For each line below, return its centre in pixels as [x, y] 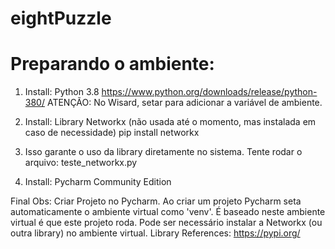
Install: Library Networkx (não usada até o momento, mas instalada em [170, 122]
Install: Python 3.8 [62, 92]
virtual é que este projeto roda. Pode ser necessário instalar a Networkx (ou [166, 223]
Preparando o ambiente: [112, 64]
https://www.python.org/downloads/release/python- [209, 92]
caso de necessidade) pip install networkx [112, 133]
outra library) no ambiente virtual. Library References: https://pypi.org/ [155, 233]
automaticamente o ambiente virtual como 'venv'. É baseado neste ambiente [168, 212]
